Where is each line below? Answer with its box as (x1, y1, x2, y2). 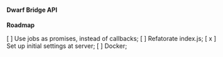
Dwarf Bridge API (6, 6, 58, 14)
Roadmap (6, 21, 35, 29)
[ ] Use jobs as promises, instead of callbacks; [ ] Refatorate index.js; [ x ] (6, 35, 217, 43)
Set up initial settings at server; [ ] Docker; (6, 42, 128, 50)
